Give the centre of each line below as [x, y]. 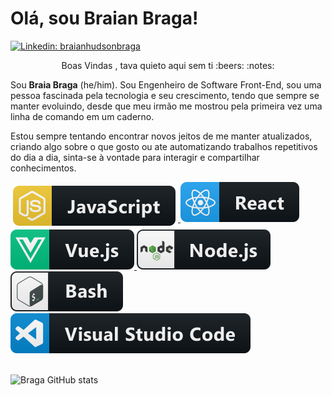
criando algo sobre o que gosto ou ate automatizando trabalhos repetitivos [164, 146]
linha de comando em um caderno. [82, 116]
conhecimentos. [43, 168]
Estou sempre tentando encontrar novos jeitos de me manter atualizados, [161, 136]
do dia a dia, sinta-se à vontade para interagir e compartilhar [135, 157]
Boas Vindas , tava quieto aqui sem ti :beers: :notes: [168, 65]
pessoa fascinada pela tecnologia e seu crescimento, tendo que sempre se [165, 95]
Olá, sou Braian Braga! [104, 18]
